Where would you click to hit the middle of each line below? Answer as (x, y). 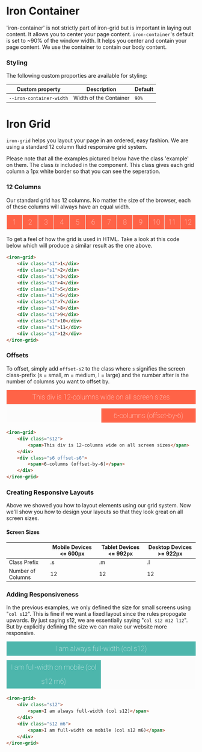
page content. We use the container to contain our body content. (87, 47)
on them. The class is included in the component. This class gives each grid (100, 165)
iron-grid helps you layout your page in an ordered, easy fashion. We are (97, 140)
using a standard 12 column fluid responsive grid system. (77, 147)
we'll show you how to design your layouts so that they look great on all (95, 512)
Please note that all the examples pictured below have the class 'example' (98, 158)
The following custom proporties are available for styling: (77, 76)
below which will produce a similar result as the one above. (79, 246)
